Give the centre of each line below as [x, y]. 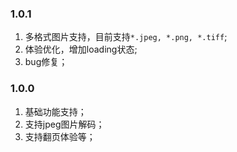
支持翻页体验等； [60, 136]
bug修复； [46, 62]
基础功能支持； [55, 111]
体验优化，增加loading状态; [81, 49]
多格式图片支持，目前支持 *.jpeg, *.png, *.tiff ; [126, 37]
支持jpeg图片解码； [64, 124]
